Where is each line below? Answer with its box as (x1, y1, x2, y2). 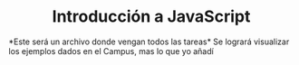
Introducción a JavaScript (52, 6, 251, 27)
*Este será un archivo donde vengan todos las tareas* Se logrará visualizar (8, 36, 290, 47)
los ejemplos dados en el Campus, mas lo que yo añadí (8, 45, 214, 56)
